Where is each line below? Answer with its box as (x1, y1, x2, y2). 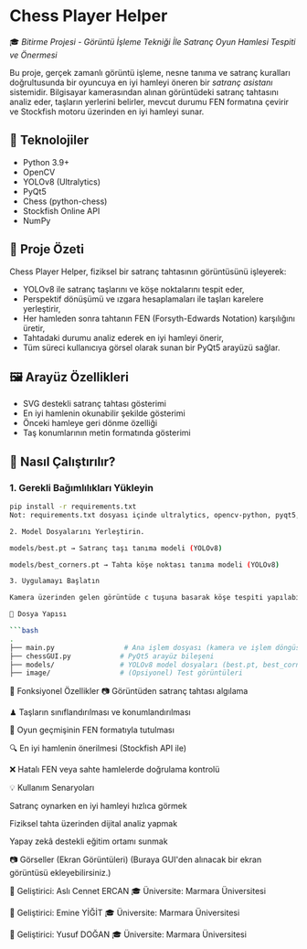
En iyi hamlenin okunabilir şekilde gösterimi (22, 408, 185, 419)
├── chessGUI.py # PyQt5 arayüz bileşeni (9, 651, 215, 661)
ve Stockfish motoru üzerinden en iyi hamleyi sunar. (9, 106, 205, 117)
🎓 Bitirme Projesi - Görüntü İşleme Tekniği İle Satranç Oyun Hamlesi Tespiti (9, 36, 296, 47)
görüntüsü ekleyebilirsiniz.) (9, 868, 111, 879)
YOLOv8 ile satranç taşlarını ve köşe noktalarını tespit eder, (22, 283, 245, 294)
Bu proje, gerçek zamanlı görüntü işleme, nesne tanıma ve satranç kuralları (9, 67, 291, 78)
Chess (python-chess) (22, 196, 108, 207)
